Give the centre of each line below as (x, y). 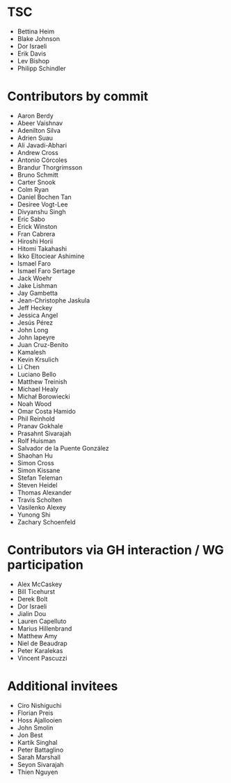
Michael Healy (38, 389)
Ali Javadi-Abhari (42, 145)
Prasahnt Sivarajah (44, 433)
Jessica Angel (38, 315)
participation (45, 565)
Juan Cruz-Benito (42, 344)
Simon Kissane (39, 470)
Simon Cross (35, 462)
